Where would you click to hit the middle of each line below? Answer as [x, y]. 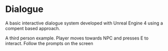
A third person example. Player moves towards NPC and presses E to [77, 38]
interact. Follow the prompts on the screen [49, 43]
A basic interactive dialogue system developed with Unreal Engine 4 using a [84, 23]
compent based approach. [33, 28]
